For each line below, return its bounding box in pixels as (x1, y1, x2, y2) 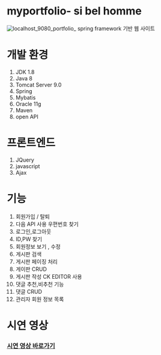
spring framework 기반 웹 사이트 (77, 25, 156, 32)
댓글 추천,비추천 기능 (15, 281, 64, 288)
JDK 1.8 (15, 68, 35, 76)
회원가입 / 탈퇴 (15, 213, 50, 220)
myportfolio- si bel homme (7, 4, 142, 18)
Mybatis (15, 94, 36, 101)
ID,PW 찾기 (15, 235, 43, 243)
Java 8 (15, 74, 32, 82)
